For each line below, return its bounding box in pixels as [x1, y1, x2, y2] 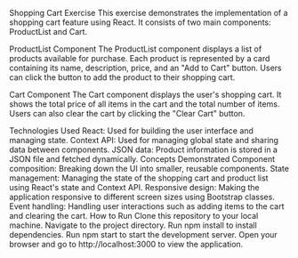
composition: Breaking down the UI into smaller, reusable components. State [9, 164, 289, 173]
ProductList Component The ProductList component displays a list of [9, 44, 262, 54]
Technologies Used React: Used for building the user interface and [9, 125, 254, 136]
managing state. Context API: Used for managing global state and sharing [9, 135, 278, 145]
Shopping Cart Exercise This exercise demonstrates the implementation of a [9, 8, 288, 18]
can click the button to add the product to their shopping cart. [9, 72, 236, 83]
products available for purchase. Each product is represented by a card [9, 53, 270, 63]
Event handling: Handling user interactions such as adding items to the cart [9, 201, 285, 212]
